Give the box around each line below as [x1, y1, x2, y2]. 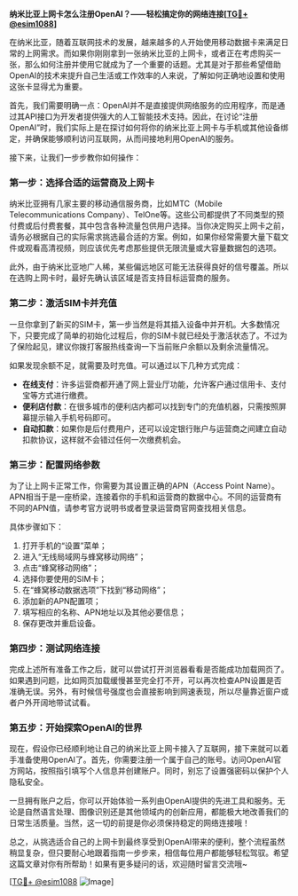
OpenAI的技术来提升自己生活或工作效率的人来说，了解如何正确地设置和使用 [9, 70, 286, 81]
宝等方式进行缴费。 [21, 389, 93, 400]
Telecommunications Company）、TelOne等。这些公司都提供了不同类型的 [9, 209, 277, 220]
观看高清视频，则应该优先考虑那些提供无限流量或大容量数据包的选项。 [24, 243, 281, 254]
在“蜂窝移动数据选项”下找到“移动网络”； [21, 585, 169, 595]
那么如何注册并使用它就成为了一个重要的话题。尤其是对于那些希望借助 [24, 59, 281, 69]
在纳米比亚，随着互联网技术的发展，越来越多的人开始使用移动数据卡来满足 [9, 37, 281, 47]
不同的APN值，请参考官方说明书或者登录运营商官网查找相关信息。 [9, 502, 251, 513]
